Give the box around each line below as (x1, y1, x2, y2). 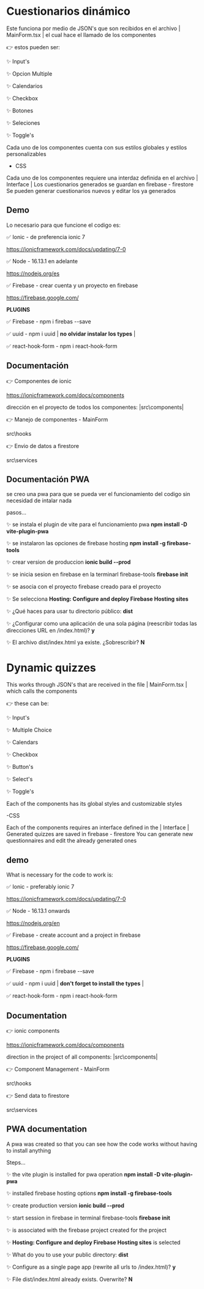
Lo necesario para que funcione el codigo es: (6, 221, 121, 229)
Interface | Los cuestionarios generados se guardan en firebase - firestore (6, 180, 194, 188)
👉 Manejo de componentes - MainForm (6, 416, 108, 423)
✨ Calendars (6, 739, 39, 746)
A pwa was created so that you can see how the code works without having (6, 1140, 198, 1148)
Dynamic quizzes (6, 661, 96, 674)
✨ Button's (6, 763, 34, 771)
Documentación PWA (6, 474, 90, 484)
